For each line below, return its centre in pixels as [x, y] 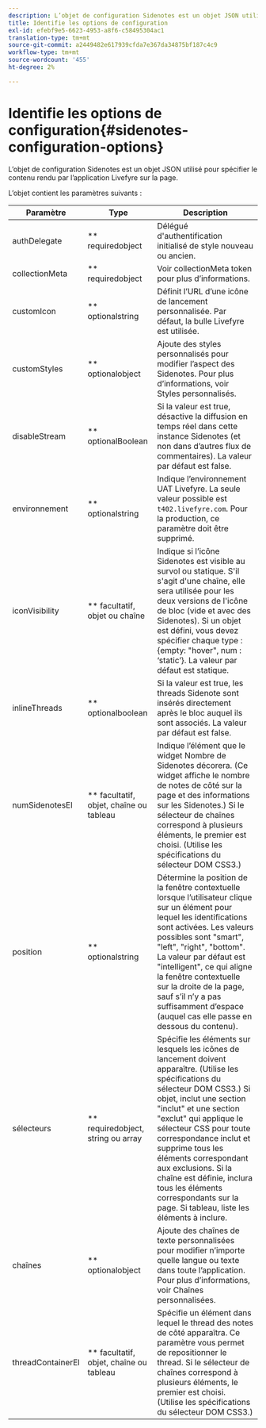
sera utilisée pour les [196, 590]
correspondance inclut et [204, 1138]
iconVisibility [36, 610]
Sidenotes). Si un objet [199, 620]
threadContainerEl [46, 1362]
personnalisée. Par [192, 311]
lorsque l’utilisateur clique [205, 897]
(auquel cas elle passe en [205, 1016]
